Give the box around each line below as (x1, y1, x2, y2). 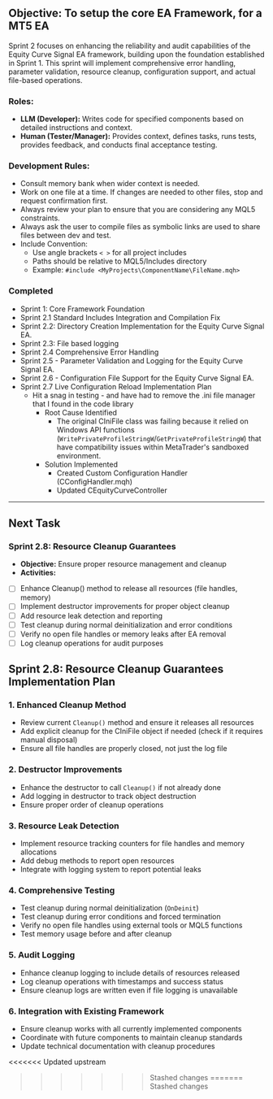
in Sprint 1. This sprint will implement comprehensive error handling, (8, 58, 236, 67)
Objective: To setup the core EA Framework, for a (8, 7, 262, 20)
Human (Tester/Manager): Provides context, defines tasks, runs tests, (19, 132, 258, 141)
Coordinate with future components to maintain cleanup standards (19, 1032, 243, 1042)
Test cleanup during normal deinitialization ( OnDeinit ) (19, 903, 199, 913)
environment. (56, 450, 102, 460)
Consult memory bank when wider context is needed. (19, 179, 201, 189)
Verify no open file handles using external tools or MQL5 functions (19, 920, 243, 930)
